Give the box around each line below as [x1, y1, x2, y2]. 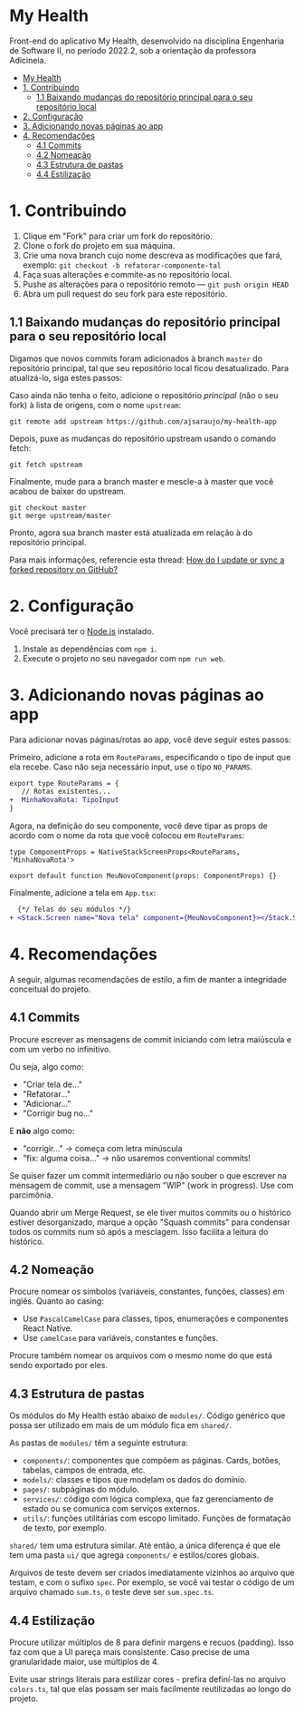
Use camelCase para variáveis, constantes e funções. [22, 1333, 219, 1344]
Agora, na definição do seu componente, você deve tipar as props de [9, 820, 269, 831]
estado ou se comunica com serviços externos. [22, 1503, 200, 1514]
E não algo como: [9, 1125, 75, 1136]
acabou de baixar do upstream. [9, 485, 127, 496]
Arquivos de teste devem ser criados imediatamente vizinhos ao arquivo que [9, 1567, 295, 1579]
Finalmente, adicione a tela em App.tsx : [9, 887, 157, 898]
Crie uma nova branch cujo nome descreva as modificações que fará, [22, 250, 283, 260]
